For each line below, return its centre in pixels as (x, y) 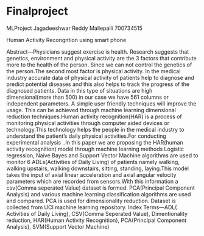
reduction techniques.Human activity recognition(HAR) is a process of (94, 116)
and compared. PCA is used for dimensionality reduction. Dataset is (91, 201)
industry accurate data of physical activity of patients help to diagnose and (100, 77)
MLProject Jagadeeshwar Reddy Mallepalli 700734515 (75, 28)
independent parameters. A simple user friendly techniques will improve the (101, 103)
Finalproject (37, 11)
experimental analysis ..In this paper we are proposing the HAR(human (95, 142)
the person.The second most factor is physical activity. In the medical (93, 71)
